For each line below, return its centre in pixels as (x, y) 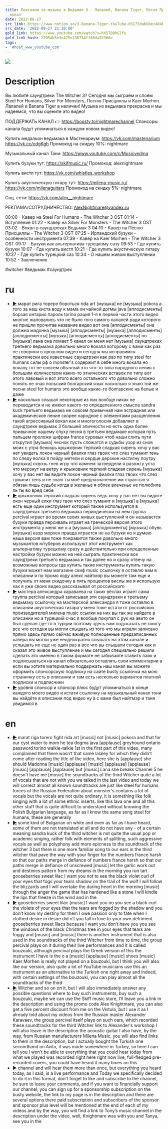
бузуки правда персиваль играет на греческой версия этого (77, 522)
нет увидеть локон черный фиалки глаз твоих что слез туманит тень (85, 453)
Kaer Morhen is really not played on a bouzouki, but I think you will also (86, 961)
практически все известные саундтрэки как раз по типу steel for (82, 357)
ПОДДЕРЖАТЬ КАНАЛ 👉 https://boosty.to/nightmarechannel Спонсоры (81, 121)
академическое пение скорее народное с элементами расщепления (86, 415)
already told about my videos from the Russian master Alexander (79, 1015)
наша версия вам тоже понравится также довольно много (75, 538)
